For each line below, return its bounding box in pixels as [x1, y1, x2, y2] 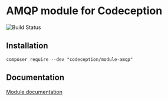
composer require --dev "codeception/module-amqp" [6, 56, 133, 63]
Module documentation [6, 88, 63, 95]
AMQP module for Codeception [6, 4, 163, 18]
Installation [6, 41, 48, 51]
